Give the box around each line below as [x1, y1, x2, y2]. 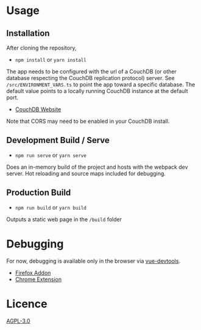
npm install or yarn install [15, 56, 86, 63]
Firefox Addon [15, 269, 51, 276]
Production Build [6, 188, 71, 198]
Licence [6, 297, 48, 310]
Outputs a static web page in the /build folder [6, 215, 122, 223]
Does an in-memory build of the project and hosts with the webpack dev [6, 163, 188, 170]
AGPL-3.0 [6, 317, 30, 324]
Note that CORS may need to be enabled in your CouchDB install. [6, 117, 170, 125]
